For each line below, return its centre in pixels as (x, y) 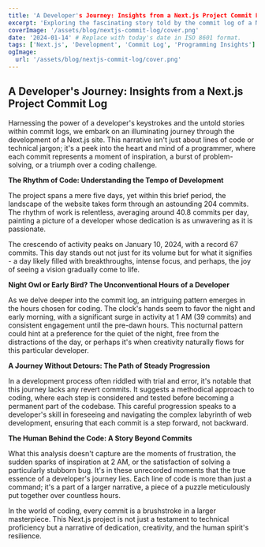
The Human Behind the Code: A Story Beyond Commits (100, 438)
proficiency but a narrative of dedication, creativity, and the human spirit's (129, 527)
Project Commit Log (58, 104)
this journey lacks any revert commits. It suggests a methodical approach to (131, 389)
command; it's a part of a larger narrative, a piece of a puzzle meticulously (129, 487)
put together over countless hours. (64, 495)
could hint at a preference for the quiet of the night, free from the (114, 333)
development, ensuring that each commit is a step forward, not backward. (128, 422)
